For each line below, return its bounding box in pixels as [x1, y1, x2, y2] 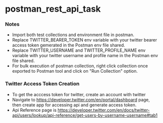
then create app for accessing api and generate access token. [12, 102, 137, 108]
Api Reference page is [12, 107, 57, 113]
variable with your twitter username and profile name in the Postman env [12, 53, 158, 59]
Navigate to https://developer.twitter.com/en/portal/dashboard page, [12, 97, 150, 102]
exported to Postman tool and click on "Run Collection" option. [12, 68, 138, 74]
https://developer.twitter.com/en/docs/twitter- [57, 107, 150, 113]
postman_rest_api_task [5, 3, 101, 15]
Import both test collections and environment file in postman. [12, 32, 135, 38]
